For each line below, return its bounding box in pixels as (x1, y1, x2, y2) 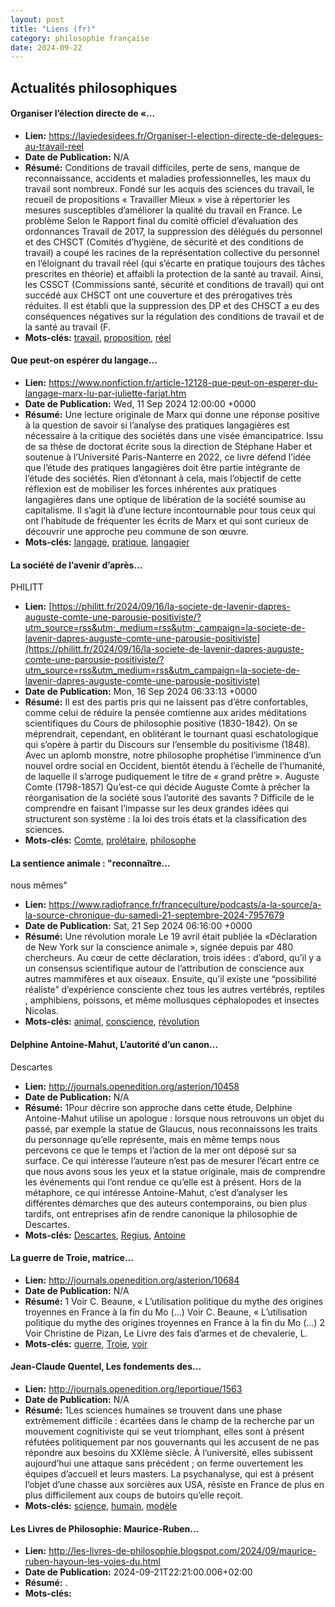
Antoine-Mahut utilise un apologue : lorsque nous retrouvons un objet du (24, 1112, 325, 1124)
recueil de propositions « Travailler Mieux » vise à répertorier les (24, 193, 291, 205)
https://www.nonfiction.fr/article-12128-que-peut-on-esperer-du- (48, 377, 318, 389)
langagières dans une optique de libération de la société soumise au (24, 494, 306, 506)
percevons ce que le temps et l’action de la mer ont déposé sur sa (24, 1144, 297, 1156)
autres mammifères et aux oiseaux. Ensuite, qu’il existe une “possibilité (24, 973, 318, 985)
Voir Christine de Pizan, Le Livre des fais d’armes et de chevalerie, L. (24, 1327, 308, 1339)
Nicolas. (24, 1005, 59, 1017)
